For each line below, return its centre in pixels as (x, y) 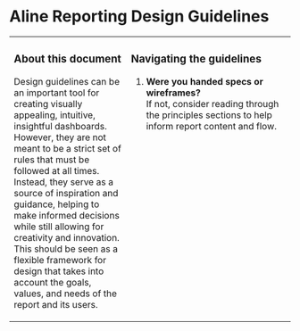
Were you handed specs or (204, 81)
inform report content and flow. (212, 126)
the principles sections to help (209, 115)
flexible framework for (60, 260)
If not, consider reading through (212, 103)
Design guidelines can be (67, 81)
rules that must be (52, 160)
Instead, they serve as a (64, 182)
